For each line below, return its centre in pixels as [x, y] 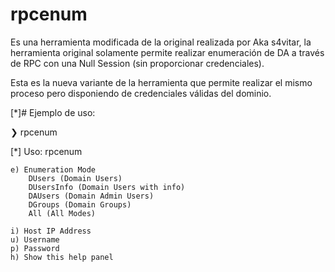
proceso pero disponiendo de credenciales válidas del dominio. [141, 93]
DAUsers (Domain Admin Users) [91, 196]
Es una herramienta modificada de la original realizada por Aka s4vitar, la [161, 42]
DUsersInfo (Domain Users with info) [107, 187]
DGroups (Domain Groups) [80, 204]
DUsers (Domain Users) [75, 178]
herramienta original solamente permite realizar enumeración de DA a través [167, 52]
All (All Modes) [62, 213]
